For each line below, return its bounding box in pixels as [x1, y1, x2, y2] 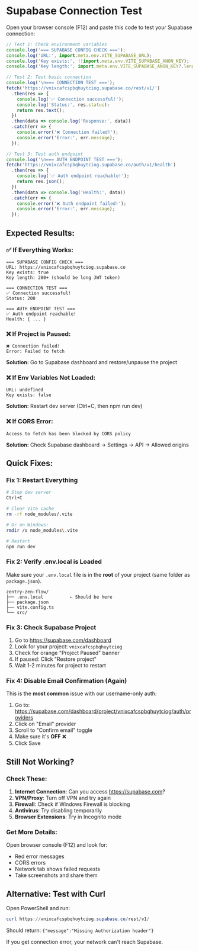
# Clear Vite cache [6, 506, 54, 512]
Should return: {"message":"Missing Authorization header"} [6, 927, 154, 934]
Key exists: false [6, 392, 52, 398]
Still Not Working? [6, 757, 75, 767]
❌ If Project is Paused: [6, 330, 71, 338]
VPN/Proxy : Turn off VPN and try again [14, 795, 111, 802]
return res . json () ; [17, 179, 65, 185]
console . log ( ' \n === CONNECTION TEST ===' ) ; [6, 80, 115, 86]
